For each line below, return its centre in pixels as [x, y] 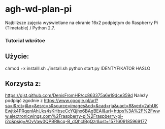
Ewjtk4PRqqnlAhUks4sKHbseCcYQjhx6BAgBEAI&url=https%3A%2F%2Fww [82, 111]
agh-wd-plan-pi [38, 9]
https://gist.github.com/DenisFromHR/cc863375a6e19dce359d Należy [77, 95]
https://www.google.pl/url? [71, 101]
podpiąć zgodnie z [24, 101]
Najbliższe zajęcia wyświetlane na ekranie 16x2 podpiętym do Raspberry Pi [82, 23]
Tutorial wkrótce [25, 40]
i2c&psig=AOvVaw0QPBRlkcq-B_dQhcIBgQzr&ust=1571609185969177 [76, 122]
